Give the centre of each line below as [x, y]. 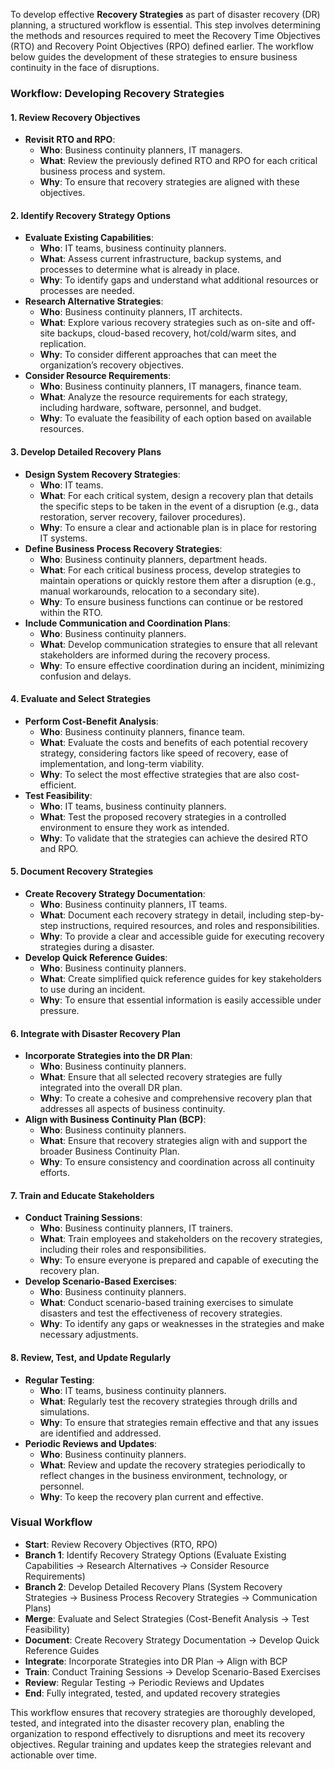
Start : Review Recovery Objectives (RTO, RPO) [121, 1544]
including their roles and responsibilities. [123, 1250]
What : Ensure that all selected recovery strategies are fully [161, 1077]
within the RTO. [71, 612]
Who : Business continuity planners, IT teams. [133, 904]
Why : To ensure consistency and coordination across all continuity [177, 1162]
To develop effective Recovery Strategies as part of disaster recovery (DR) [165, 14]
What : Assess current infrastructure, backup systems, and [160, 259]
